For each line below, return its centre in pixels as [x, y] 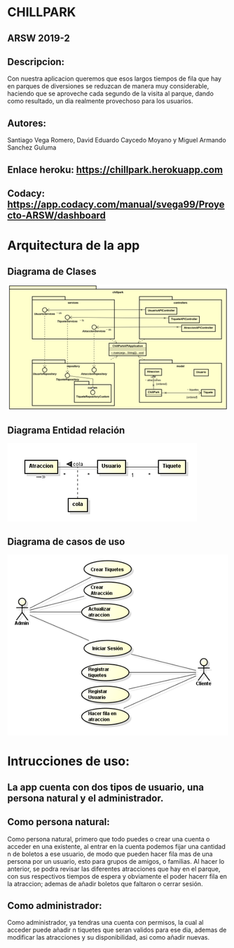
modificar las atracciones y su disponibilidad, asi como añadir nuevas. [109, 937]
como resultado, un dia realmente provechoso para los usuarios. [101, 101]
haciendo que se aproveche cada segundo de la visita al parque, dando [110, 94]
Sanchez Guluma [32, 147]
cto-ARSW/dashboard [57, 215]
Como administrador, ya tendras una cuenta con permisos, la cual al [105, 923]
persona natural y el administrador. [85, 798]
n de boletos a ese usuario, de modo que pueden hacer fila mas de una [110, 854]
